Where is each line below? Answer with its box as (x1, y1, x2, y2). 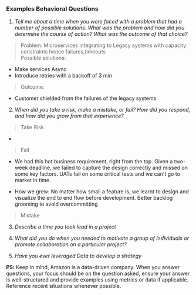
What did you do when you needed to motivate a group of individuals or (14, 234, 190, 242)
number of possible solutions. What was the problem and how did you (14, 24, 185, 31)
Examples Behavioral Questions (6, 5, 99, 13)
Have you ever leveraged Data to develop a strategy (14, 252, 142, 260)
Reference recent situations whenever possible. (6, 283, 121, 290)
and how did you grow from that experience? (14, 112, 124, 119)
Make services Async (14, 66, 67, 73)
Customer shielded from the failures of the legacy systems (14, 95, 157, 102)
